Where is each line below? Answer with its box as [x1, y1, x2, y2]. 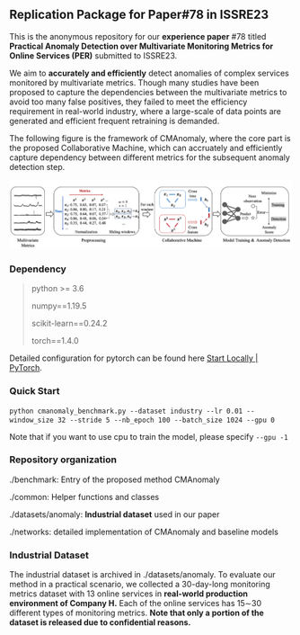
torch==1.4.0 [31, 335, 79, 346]
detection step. [9, 161, 66, 172]
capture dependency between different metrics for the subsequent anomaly [9, 152, 290, 163]
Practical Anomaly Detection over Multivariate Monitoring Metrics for [9, 40, 274, 51]
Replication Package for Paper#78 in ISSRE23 [9, 7, 269, 22]
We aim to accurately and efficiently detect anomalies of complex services [9, 67, 289, 78]
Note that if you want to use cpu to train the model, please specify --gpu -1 [9, 431, 289, 442]
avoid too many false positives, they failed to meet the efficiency [9, 96, 248, 107]
